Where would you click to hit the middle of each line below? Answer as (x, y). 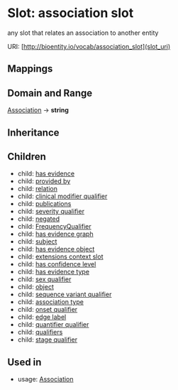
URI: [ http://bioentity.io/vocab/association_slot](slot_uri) (89, 46)
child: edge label (42, 317)
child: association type (50, 302)
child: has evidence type (54, 272)
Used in (24, 362)
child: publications (44, 204)
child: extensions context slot (60, 256)
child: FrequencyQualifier (54, 227)
